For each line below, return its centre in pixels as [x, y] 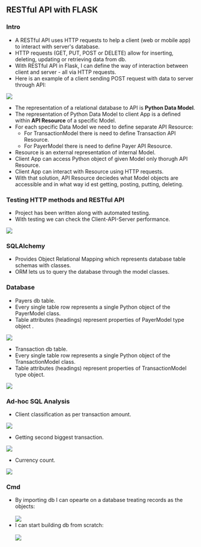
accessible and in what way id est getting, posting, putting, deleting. [99, 184]
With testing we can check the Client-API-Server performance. [92, 219]
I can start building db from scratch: [59, 525]
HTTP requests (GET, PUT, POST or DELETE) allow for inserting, [94, 53]
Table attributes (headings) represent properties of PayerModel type [100, 319]
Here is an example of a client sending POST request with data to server [104, 78]
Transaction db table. [41, 349]
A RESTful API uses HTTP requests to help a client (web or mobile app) [103, 40]
